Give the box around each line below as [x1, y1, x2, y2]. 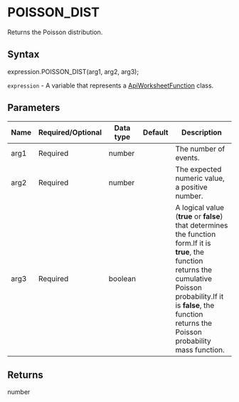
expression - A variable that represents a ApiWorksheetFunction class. [7, 81, 214, 90]
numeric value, [175, 173, 225, 183]
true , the [175, 247, 205, 257]
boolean [108, 273, 137, 283]
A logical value [175, 202, 225, 212]
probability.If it [175, 291, 224, 301]
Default [142, 127, 169, 137]
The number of [175, 144, 225, 154]
